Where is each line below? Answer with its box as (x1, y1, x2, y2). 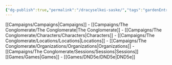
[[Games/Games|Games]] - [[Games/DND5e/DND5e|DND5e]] (5, 54, 136, 60)
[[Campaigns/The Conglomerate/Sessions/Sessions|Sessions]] (5, 48, 139, 54)
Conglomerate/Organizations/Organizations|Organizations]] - (5, 43, 135, 49)
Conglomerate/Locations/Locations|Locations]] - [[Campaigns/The (5, 38, 147, 44)
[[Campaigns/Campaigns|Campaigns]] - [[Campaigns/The (5, 21, 128, 27)
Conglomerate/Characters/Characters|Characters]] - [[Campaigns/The (5, 32, 155, 38)
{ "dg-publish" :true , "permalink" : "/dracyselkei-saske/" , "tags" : (5, 7, 143, 13)
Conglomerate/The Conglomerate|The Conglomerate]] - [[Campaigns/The (5, 26, 162, 33)
